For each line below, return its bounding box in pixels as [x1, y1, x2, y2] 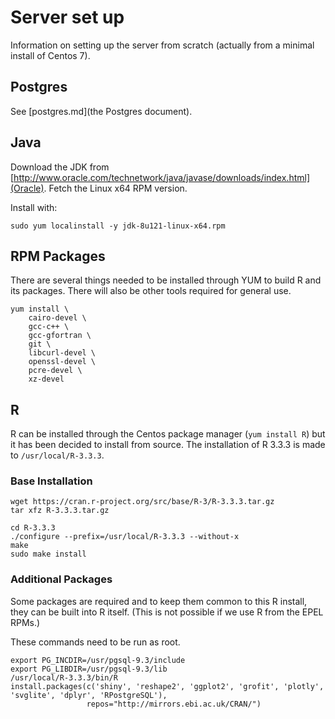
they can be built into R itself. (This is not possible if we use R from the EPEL [10, 606, 324, 618]
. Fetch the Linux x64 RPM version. [43, 182, 188, 194]
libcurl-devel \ [28, 348, 97, 358]
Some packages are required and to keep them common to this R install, [10, 595, 308, 607]
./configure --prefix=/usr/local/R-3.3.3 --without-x [10, 532, 240, 542]
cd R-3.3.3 [10, 523, 56, 533]
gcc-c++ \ [28, 322, 70, 332]
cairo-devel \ [28, 313, 87, 323]
